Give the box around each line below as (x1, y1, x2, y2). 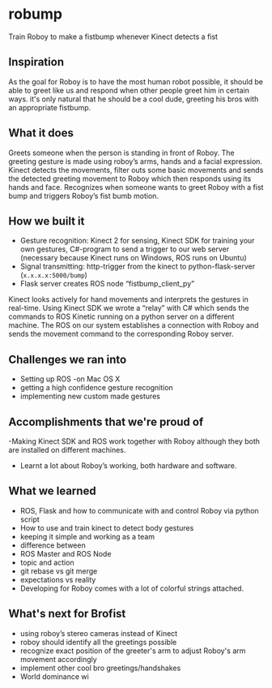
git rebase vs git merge (19, 565, 98, 576)
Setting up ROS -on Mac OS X (19, 374, 121, 384)
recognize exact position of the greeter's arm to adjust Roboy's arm (19, 646, 246, 656)
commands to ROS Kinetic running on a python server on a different (8, 312, 235, 321)
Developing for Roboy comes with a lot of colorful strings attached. (19, 583, 244, 593)
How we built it (8, 214, 85, 228)
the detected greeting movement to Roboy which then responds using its (8, 174, 252, 183)
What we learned (8, 484, 96, 498)
